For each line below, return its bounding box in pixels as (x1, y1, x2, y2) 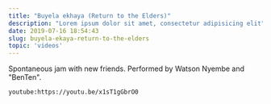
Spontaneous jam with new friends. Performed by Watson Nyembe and (8, 64, 244, 73)
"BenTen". (8, 73, 42, 82)
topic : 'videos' (8, 42, 63, 50)
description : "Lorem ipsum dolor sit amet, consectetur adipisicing (8, 19, 244, 27)
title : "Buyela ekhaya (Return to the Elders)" (8, 11, 172, 20)
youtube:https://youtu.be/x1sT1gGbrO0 (8, 88, 139, 97)
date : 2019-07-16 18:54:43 (8, 27, 99, 35)
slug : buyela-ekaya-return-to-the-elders (8, 34, 150, 43)
